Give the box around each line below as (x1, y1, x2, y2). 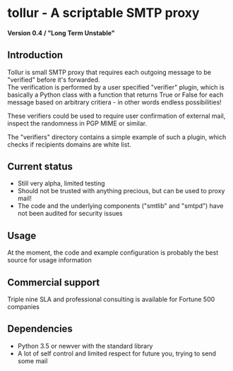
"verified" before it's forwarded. (7, 75, 100, 84)
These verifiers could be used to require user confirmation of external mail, (7, 111, 226, 120)
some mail (17, 356, 48, 365)
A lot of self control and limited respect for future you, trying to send (17, 349, 217, 358)
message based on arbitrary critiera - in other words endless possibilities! (7, 97, 222, 107)
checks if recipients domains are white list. (7, 140, 132, 149)
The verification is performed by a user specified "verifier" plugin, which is (7, 83, 225, 91)
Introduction (7, 49, 64, 61)
